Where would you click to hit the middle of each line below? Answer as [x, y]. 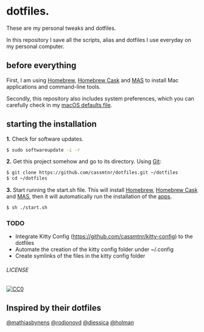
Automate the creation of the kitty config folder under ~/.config [94, 249]
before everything [41, 65]
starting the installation [52, 124]
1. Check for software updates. [45, 139]
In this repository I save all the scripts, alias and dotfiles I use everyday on [99, 40]
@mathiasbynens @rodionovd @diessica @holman [70, 323]
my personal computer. [35, 46]
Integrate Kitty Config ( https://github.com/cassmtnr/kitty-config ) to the [104, 236]
